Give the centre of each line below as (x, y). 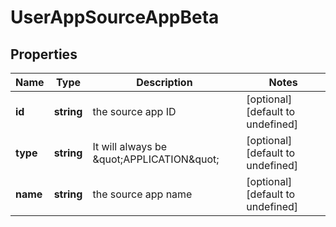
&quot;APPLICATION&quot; (156, 159)
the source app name (142, 194)
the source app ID (134, 111)
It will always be (130, 146)
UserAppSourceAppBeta (115, 17)
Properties (44, 54)
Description (164, 82)
